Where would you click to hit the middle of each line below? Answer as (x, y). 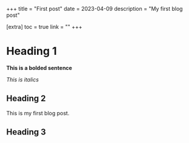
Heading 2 (26, 99)
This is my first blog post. (38, 113)
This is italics (23, 79)
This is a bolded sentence (39, 68)
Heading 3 (26, 132)
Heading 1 (32, 51)
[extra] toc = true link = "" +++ (45, 27)
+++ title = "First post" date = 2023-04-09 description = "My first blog (94, 9)
